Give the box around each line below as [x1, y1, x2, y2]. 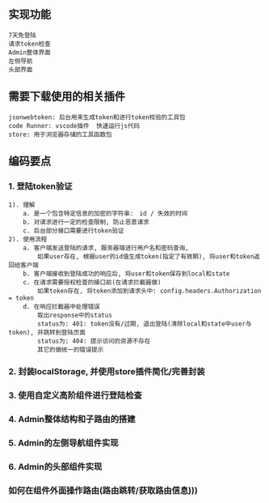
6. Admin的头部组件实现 [8, 461, 103, 472]
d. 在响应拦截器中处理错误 [23, 303, 100, 311]
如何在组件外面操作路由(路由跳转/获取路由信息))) [8, 484, 198, 496]
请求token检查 [8, 40, 51, 48]
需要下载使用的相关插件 [8, 90, 125, 104]
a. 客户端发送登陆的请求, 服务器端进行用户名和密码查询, [23, 244, 189, 253]
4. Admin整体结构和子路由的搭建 [8, 414, 136, 425]
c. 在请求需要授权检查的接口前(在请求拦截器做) [23, 279, 162, 287]
